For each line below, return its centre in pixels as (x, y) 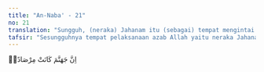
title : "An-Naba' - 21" (47, 15)
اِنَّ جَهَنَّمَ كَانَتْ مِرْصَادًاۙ (42, 59)
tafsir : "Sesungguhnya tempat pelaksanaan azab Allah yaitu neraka (121, 37)
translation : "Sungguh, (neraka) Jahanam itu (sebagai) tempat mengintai (132, 30)
